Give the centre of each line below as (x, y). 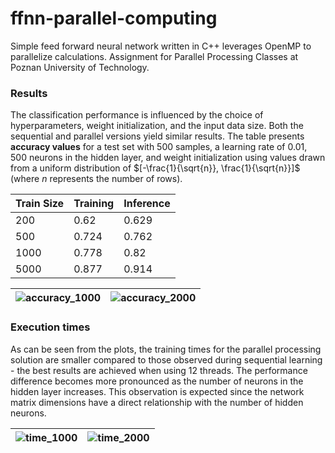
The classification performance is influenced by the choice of (137, 115)
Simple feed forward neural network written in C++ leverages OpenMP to (161, 46)
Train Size (40, 204)
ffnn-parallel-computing (114, 18)
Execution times (50, 327)
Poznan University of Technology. (80, 67)
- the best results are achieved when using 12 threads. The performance (159, 370)
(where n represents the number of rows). (96, 179)
